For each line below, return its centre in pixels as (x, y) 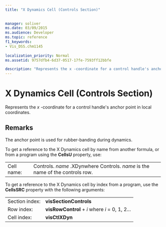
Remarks (19, 128)
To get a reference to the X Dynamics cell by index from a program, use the (82, 184)
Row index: (20, 209)
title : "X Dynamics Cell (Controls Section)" (53, 10)
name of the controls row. (63, 172)
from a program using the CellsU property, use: (53, 154)
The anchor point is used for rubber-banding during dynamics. (69, 140)
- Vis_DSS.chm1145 (24, 46)
